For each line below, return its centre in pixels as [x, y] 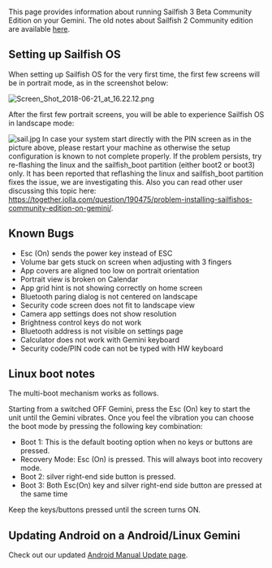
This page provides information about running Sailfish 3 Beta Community [130, 12]
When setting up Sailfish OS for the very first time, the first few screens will [134, 74]
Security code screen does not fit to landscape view [107, 305]
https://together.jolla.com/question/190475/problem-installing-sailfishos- [131, 199]
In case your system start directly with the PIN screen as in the [147, 138]
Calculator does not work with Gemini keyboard [100, 339]
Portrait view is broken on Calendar [79, 279]
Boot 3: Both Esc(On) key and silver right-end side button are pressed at [141, 485]
